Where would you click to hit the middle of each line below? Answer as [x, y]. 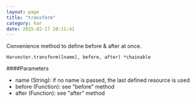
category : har [24, 23]
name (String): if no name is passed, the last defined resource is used [102, 80]
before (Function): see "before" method [65, 87]
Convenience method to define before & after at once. [74, 46]
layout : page [23, 12]
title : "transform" [31, 18]
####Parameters [28, 69]
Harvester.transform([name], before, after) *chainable [79, 57]
